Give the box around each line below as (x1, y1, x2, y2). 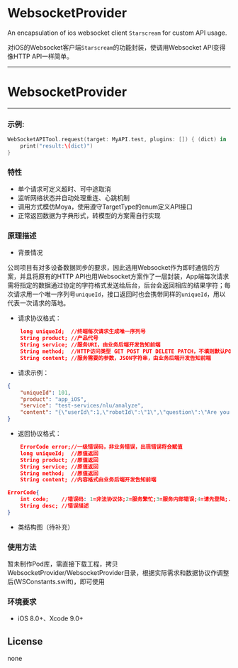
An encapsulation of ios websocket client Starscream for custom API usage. (7, 28, 227, 37)
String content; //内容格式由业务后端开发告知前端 (20, 476, 157, 483)
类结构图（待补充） (17, 522, 74, 531)
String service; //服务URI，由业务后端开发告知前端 (20, 341, 161, 349)
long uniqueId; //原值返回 (20, 449, 99, 457)
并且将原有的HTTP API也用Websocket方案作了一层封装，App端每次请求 (19, 272, 229, 281)
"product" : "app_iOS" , (20, 395, 87, 403)
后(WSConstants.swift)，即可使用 (7, 577, 105, 586)
